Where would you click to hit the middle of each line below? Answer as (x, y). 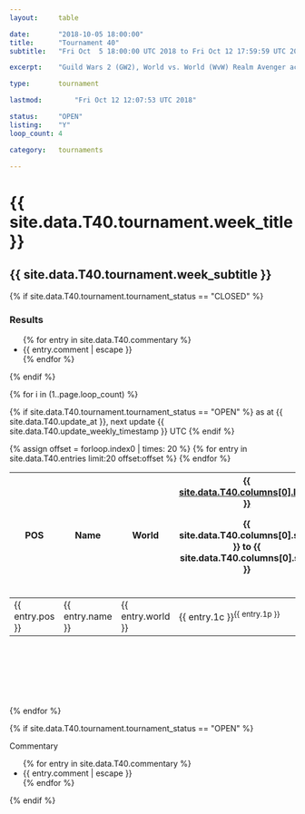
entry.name (88, 616)
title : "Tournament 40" (64, 43)
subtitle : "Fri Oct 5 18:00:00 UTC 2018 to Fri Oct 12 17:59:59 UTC (148, 51)
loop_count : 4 (36, 133)
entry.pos (34, 616)
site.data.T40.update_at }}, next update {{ (87, 421)
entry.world (146, 616)
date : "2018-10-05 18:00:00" (77, 34)
